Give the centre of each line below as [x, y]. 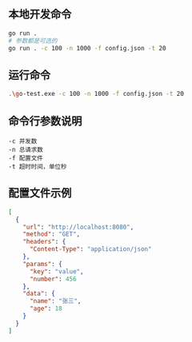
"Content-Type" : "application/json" [90, 249]
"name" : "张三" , [55, 301]
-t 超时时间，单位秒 [38, 166]
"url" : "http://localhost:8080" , [78, 227]
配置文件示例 [40, 193]
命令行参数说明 [45, 121]
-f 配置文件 [26, 158]
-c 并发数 [23, 141]
